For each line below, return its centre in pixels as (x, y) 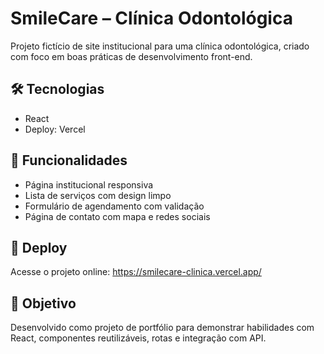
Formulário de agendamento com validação (114, 206)
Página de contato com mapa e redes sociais (117, 216)
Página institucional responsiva (89, 184)
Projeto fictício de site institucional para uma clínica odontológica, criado (160, 46)
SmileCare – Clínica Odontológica (151, 18)
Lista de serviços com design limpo (98, 195)
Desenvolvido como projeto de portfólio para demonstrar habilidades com (162, 328)
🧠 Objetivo (43, 303)
